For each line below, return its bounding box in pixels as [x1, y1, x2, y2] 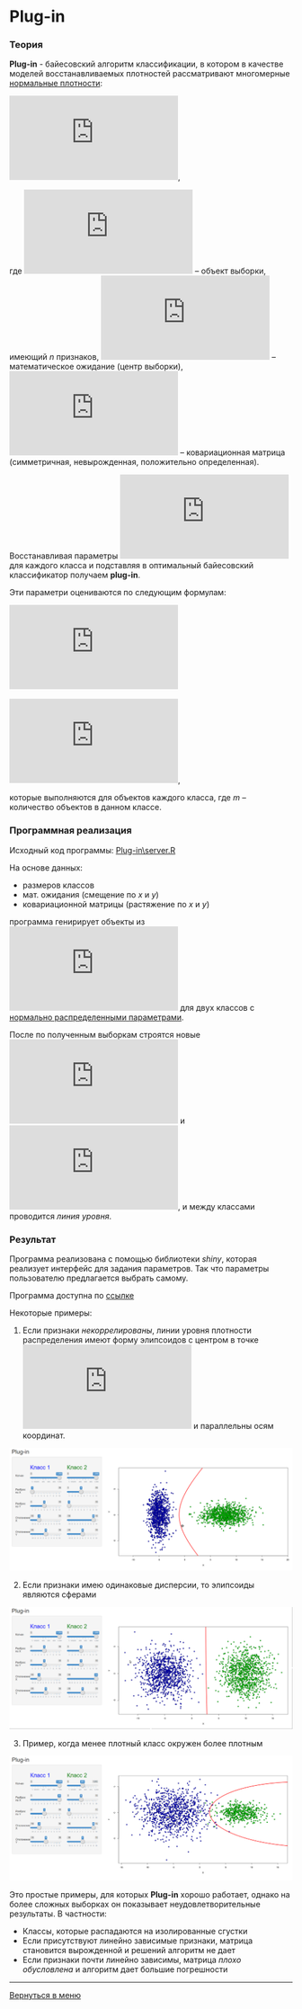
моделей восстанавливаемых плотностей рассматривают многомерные [9, 68, 290, 79]
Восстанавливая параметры [9, 550, 119, 561]
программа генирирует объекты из [9, 915, 146, 927]
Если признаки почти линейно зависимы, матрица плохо [22, 1954, 242, 1966]
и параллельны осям [192, 1421, 274, 1432]
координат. [22, 1430, 66, 1441]
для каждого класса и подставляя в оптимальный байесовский [9, 560, 254, 571]
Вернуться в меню [9, 1990, 82, 2001]
